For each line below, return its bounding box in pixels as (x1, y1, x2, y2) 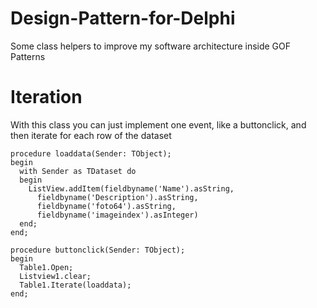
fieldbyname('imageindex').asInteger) (36, 210, 199, 220)
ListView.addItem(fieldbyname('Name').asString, (28, 183, 235, 194)
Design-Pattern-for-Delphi (10, 7, 236, 30)
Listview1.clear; (19, 271, 92, 281)
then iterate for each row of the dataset (10, 129, 172, 141)
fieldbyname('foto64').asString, (36, 201, 177, 211)
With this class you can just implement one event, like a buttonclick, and (10, 118, 307, 131)
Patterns (10, 50, 46, 62)
